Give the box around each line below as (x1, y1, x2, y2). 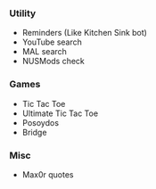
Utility (9, 7, 37, 20)
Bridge (21, 127, 47, 137)
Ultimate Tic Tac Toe (21, 108, 99, 119)
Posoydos (21, 117, 60, 127)
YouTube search (21, 37, 83, 47)
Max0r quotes (21, 168, 74, 180)
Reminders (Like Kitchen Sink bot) (21, 28, 147, 38)
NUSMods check (21, 56, 85, 67)
